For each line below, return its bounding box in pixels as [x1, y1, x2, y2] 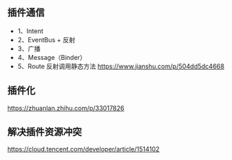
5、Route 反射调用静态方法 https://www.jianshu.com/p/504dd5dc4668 [17, 62, 225, 70]
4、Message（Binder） [17, 53, 86, 61]
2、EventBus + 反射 [17, 35, 76, 44]
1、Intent [17, 27, 44, 35]
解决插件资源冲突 [7, 126, 82, 138]
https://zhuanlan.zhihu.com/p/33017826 [7, 104, 125, 112]
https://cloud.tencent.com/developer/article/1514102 [7, 145, 160, 154]
